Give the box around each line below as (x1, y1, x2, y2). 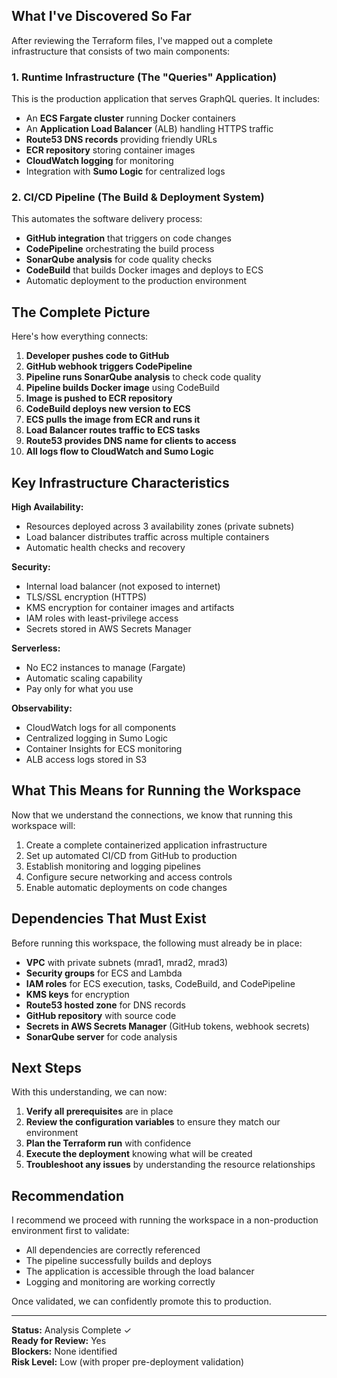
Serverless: (11, 642, 61, 654)
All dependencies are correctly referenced (25, 1244, 201, 1256)
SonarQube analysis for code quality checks (25, 254, 213, 266)
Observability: (11, 702, 73, 714)
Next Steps (11, 1060, 82, 1077)
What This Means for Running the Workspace (11, 782, 302, 799)
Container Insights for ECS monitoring (25, 743, 183, 755)
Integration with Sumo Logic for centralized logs (25, 165, 226, 178)
